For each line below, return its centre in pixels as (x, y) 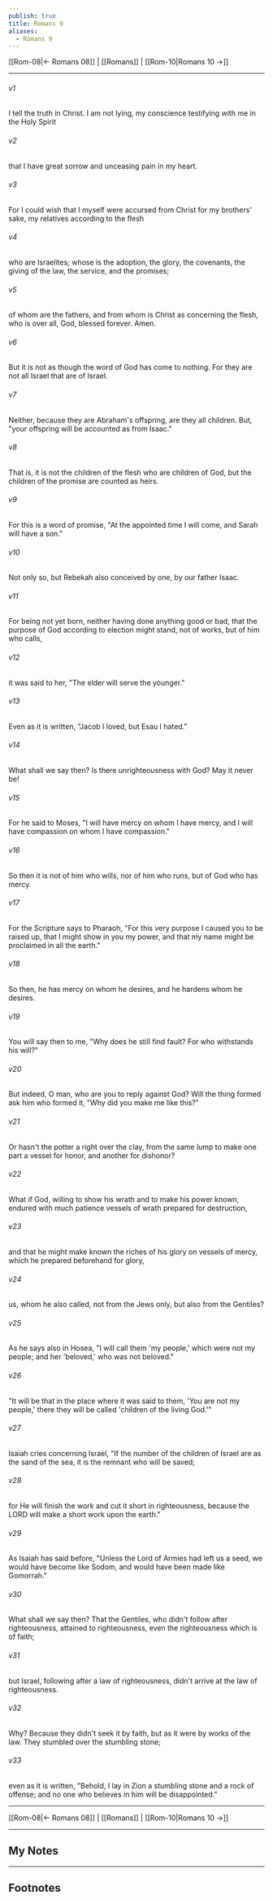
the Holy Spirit (32, 122)
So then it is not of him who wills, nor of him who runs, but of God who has (133, 875)
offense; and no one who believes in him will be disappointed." (113, 1794)
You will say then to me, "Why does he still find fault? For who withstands (131, 1042)
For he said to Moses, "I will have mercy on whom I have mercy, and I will (131, 823)
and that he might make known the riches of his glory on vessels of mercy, (133, 1252)
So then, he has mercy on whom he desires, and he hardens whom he (126, 989)
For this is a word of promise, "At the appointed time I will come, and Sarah (133, 525)
